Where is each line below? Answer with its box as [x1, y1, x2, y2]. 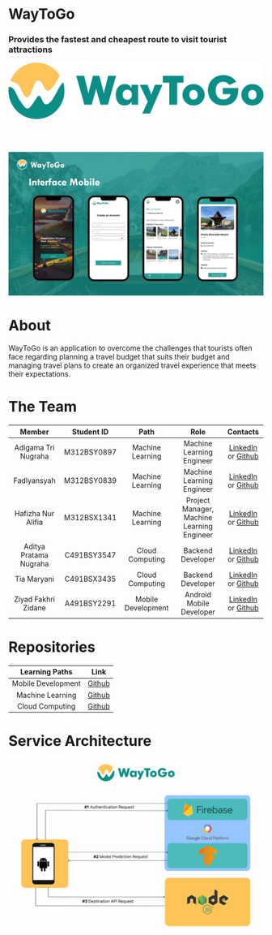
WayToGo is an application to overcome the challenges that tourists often [8, 343, 253, 353]
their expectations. [8, 369, 71, 379]
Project [185, 496, 210, 506]
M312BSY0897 [63, 447, 117, 457]
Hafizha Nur [15, 508, 55, 518]
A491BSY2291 [64, 598, 117, 609]
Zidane [23, 602, 46, 613]
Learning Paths [19, 667, 73, 677]
